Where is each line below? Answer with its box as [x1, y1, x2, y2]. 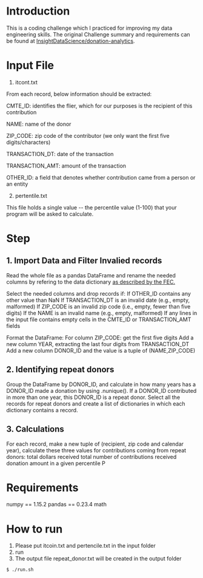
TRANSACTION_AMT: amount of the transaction [6, 162, 126, 169]
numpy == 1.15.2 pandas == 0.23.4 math [6, 501, 107, 508]
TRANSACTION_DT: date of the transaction [6, 150, 114, 157]
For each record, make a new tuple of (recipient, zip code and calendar [6, 440, 184, 447]
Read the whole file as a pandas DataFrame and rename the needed [6, 271, 176, 279]
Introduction [6, 4, 70, 18]
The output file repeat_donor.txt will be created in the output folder [15, 555, 182, 562]
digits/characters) [6, 138, 51, 146]
